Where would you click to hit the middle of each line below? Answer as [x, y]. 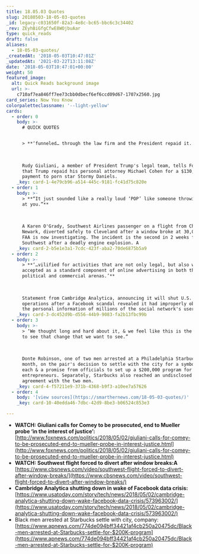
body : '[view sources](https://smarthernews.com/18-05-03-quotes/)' [103, 398]
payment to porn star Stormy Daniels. [70, 177]
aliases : [17, 45]
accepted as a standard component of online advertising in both [104, 271]
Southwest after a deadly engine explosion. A [80, 243]
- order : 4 [25, 392]
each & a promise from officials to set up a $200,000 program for [107, 370]
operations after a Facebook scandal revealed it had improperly [104, 303]
